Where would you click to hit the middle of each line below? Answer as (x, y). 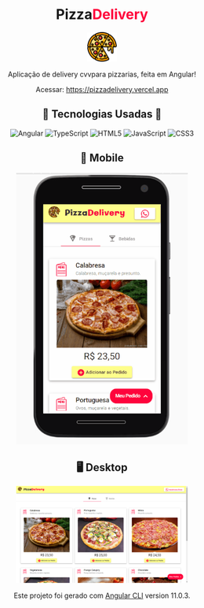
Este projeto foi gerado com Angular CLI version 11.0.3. (102, 595)
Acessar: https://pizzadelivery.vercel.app (102, 89)
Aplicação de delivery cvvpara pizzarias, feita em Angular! (102, 74)
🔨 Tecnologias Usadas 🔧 (102, 115)
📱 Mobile (102, 158)
